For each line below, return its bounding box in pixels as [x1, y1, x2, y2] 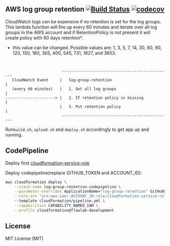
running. [5, 131, 23, 137]
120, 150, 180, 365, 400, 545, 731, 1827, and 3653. [12, 50, 116, 56]
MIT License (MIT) [5, 235, 44, 241]
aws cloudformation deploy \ [5, 180, 67, 185]
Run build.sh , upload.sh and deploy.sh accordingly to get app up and [5, 126, 149, 132]
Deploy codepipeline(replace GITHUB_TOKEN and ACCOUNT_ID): [5, 169, 142, 175]
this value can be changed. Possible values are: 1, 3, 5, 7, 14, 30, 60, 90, [12, 44, 162, 51]
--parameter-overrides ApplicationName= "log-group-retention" [14, 189, 148, 194]
